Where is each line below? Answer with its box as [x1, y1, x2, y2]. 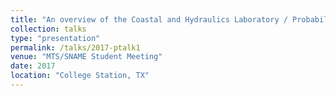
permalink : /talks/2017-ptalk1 [10, 42, 141, 53]
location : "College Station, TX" [10, 71, 150, 81]
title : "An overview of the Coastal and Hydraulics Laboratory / [10, 14, 288, 25]
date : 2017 [10, 61, 56, 71]
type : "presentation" [10, 33, 101, 43]
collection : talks [10, 24, 87, 34]
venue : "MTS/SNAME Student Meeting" [10, 52, 163, 62]
